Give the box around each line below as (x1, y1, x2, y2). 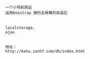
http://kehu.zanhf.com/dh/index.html (5, 49, 85, 54)
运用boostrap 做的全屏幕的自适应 (5, 10, 68, 16)
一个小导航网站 (5, 5, 32, 10)
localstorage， (5, 25, 37, 30)
